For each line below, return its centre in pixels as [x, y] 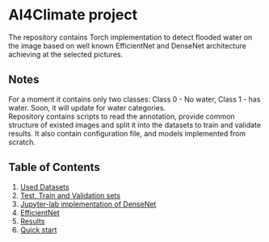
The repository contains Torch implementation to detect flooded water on [130, 37]
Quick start [38, 229]
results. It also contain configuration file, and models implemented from [127, 133]
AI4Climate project [73, 15]
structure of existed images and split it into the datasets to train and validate [134, 125]
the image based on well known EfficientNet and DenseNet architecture [127, 45]
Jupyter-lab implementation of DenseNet [88, 204]
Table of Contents [55, 167]
